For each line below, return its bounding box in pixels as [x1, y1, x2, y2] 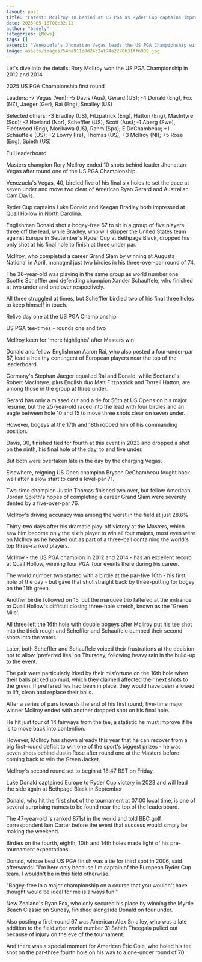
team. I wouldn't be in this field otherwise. [6, 870, 110, 877]
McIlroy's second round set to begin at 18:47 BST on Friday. [6, 767, 155, 774]
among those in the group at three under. [6, 385, 108, 392]
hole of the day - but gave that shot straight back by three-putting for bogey [6, 578, 195, 585]
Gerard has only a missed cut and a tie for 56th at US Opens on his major [6, 396, 188, 403]
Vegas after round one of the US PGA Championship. [6, 167, 137, 174]
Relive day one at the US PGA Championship [6, 313, 117, 320]
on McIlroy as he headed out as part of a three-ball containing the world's [6, 536, 189, 543]
